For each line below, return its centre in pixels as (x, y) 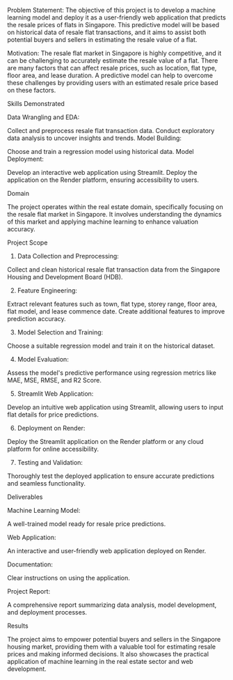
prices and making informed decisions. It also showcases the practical (108, 654)
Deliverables (25, 497)
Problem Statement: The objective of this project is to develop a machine (111, 10)
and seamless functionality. (46, 483)
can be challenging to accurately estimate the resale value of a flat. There (113, 61)
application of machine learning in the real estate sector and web (100, 662)
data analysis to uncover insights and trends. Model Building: (95, 138)
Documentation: (30, 564)
